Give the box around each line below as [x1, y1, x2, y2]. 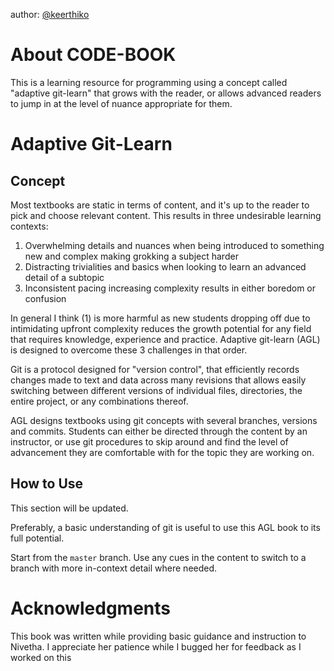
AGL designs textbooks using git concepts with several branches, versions [10, 414, 318, 426]
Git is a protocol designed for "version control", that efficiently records [10, 363, 300, 375]
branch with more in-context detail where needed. [10, 562, 218, 574]
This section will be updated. [10, 502, 129, 514]
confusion [24, 292, 67, 304]
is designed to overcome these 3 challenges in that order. [10, 344, 248, 356]
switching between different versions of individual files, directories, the [10, 384, 303, 396]
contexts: [10, 220, 49, 232]
